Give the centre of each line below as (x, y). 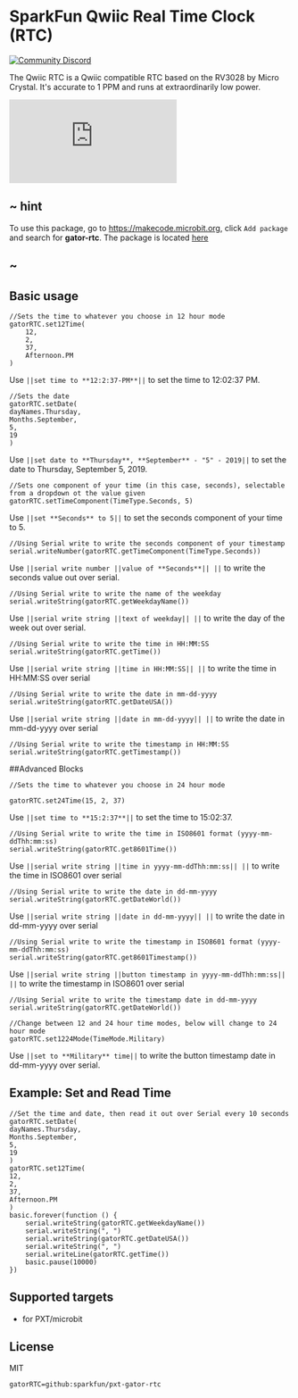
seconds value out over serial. (65, 577)
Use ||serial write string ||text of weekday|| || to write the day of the (147, 618)
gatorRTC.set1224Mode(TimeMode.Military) (87, 1039)
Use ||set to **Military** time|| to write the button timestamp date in (143, 1055)
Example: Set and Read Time (91, 1093)
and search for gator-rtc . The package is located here (109, 237)
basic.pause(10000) (62, 1262)
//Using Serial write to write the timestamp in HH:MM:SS (119, 744)
